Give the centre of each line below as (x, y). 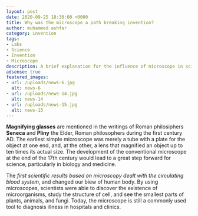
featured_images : (27, 77)
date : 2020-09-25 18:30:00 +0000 (47, 17)
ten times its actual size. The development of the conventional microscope (96, 152)
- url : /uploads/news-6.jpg (41, 83)
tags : (13, 39)
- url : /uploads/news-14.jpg (42, 94)
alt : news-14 (27, 99)
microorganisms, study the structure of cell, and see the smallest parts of (95, 194)
